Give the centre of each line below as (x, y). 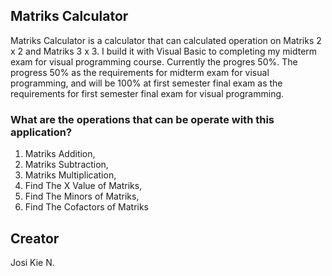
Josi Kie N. (32, 262)
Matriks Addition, (60, 154)
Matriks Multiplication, (70, 175)
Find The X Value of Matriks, (83, 186)
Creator (35, 238)
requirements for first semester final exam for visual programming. (147, 93)
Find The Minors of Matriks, (82, 196)
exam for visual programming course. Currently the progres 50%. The (154, 61)
